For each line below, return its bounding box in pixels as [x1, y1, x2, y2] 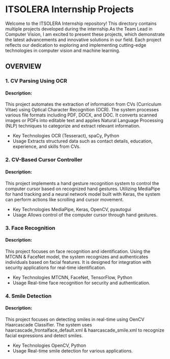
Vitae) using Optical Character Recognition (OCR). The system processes [5, 107, 159, 113]
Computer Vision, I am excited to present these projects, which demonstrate [5, 31, 165, 37]
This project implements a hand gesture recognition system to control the [5, 180, 159, 186]
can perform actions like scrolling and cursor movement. [5, 196, 124, 202]
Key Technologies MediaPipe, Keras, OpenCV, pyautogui [12, 206, 131, 212]
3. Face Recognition [5, 224, 55, 231]
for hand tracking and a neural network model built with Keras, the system [5, 191, 161, 197]
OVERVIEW [5, 62, 42, 71]
